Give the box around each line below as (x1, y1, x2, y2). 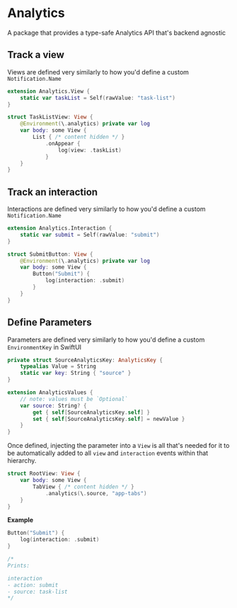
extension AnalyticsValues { (7, 389, 93, 396)
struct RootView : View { (7, 470, 81, 478)
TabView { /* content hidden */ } (33, 483, 134, 490)
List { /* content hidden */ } (33, 133, 125, 140)
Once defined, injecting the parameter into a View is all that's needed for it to (7, 441, 230, 450)
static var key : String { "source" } (20, 370, 132, 377)
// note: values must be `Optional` (20, 395, 129, 402)
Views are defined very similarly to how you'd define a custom (7, 67, 190, 76)
